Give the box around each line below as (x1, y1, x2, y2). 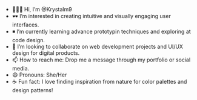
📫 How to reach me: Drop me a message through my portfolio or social (12, 56, 191, 63)
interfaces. (12, 21, 39, 28)
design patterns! (12, 87, 53, 93)
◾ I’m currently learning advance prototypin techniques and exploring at (12, 28, 191, 35)
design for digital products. (12, 49, 80, 57)
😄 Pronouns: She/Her (12, 71, 67, 78)
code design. (12, 37, 45, 43)
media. (12, 65, 30, 72)
